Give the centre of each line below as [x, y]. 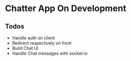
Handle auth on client [33, 38]
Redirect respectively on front [42, 43]
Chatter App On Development [66, 8]
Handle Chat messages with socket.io [50, 53]
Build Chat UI [25, 48]
